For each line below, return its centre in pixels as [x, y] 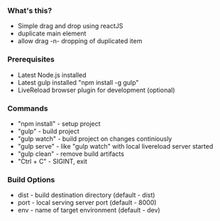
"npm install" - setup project [59, 123]
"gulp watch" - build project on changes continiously [95, 138]
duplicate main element [52, 33]
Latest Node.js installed [52, 75]
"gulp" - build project [48, 131]
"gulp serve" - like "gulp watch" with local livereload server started [115, 146]
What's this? [30, 11]
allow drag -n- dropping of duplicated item [80, 41]
